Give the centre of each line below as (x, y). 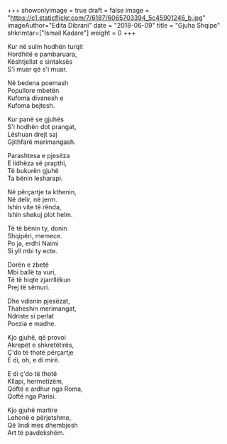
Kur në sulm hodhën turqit (45, 46)
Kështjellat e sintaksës (40, 62)
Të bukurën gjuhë (33, 171)
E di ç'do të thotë (32, 374)
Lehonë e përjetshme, (39, 417)
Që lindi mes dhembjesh (43, 425)
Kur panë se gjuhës (35, 119)
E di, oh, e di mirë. (34, 360)
